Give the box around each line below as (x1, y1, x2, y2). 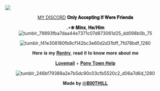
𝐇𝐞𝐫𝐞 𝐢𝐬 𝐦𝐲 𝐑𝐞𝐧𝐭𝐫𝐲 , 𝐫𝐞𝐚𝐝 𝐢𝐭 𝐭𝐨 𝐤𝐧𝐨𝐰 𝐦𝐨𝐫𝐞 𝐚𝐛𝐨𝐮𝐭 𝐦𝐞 (32, 50, 139, 56)
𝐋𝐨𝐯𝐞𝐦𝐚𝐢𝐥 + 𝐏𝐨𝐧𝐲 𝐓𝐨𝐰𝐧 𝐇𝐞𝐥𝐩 (55, 60, 116, 66)
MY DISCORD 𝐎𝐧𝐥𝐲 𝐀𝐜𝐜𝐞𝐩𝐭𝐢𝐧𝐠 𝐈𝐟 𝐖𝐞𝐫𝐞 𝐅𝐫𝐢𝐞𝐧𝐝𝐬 (37, 14, 134, 20)
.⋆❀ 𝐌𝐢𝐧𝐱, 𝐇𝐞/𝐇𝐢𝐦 (66, 24, 105, 31)
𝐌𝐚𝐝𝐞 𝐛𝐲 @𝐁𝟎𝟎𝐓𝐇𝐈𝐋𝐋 (62, 80, 108, 86)
